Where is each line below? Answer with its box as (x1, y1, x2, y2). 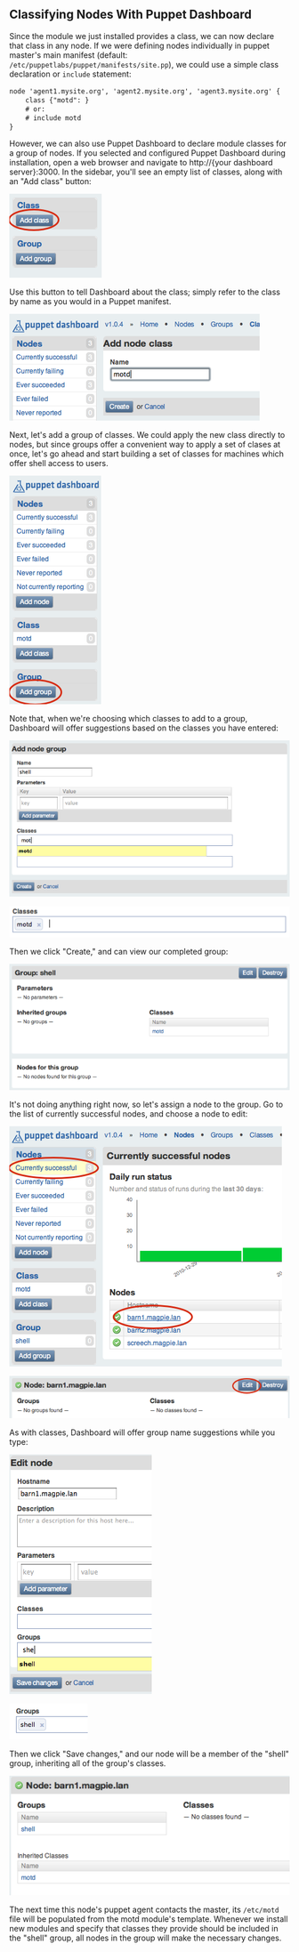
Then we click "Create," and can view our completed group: (9, 946, 229, 956)
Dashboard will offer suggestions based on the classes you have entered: (9, 722, 279, 733)
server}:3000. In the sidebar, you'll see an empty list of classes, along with (9, 166, 283, 177)
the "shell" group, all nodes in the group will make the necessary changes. (9, 1932, 282, 1943)
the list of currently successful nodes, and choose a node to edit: (9, 1109, 248, 1119)
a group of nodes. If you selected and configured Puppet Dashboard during (9, 147, 287, 158)
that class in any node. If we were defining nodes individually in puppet (9, 40, 270, 51)
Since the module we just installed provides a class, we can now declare (9, 30, 274, 41)
